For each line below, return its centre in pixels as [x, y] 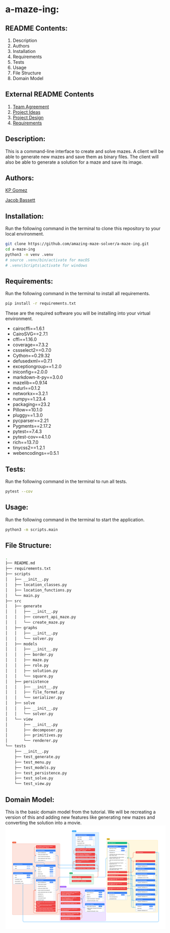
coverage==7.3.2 [30, 345]
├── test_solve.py [34, 779]
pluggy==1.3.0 [28, 415]
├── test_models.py [35, 768]
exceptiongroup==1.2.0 [37, 367]
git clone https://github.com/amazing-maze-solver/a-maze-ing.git [77, 244]
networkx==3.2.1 [30, 394]
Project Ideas [26, 112]
